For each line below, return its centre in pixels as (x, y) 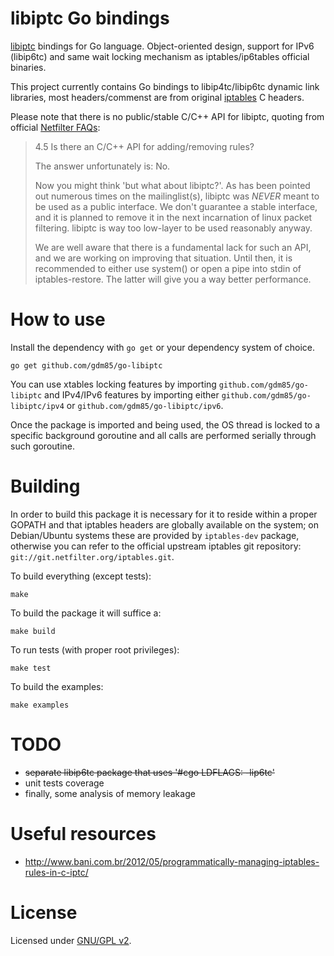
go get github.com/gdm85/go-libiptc (86, 365)
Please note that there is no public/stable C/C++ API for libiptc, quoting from (167, 116)
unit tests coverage (64, 783)
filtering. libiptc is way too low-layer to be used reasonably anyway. (173, 228)
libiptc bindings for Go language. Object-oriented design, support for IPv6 (162, 46)
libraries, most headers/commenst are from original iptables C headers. (157, 97)
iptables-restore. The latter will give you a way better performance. (173, 279)
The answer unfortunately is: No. (102, 166)
